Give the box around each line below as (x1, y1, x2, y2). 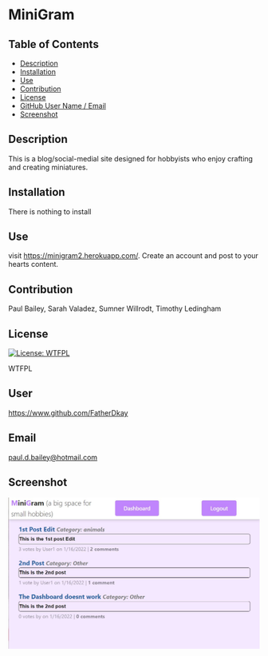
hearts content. (8, 260, 58, 269)
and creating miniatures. (8, 162, 89, 172)
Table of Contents (8, 38, 100, 51)
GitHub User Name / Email (19, 101, 106, 110)
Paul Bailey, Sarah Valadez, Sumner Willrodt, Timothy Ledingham (8, 304, 222, 313)
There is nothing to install (8, 206, 92, 217)
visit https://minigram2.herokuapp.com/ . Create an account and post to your (8, 251, 259, 260)
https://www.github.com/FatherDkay (8, 408, 128, 417)
